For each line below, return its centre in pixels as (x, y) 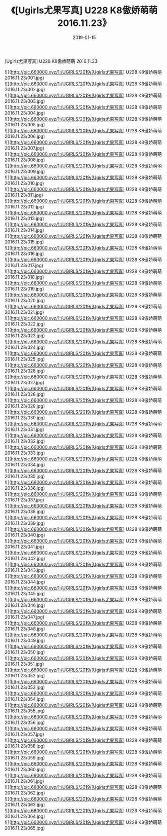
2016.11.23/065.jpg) (25, 828)
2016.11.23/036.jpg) (25, 488)
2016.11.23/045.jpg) (25, 593)
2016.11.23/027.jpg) (24, 382)
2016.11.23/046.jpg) (25, 605)
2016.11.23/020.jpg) (25, 300)
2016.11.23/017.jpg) (24, 265)
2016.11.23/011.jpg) (24, 195)
